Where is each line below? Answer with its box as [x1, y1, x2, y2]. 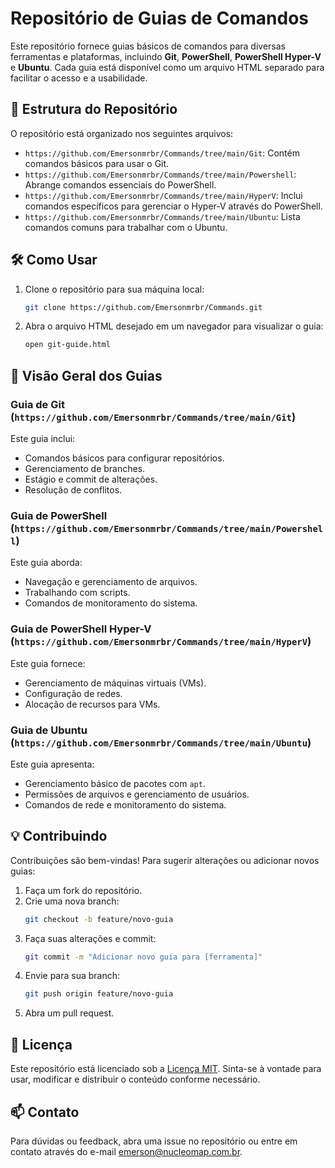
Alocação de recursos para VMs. [24, 698, 161, 710]
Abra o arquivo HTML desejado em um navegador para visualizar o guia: [24, 320, 324, 332]
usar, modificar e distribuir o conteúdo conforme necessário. [10, 1073, 261, 1086]
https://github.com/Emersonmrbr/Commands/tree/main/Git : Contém [24, 147, 300, 159]
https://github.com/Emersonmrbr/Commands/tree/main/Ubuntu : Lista [24, 210, 301, 222]
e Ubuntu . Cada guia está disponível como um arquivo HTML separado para [10, 61, 325, 73]
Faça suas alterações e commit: [24, 932, 157, 944]
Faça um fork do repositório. [24, 884, 143, 896]
